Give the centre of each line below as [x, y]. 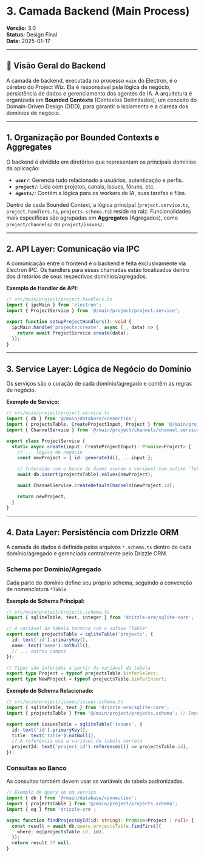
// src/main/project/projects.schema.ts [58, 612]
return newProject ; [42, 496]
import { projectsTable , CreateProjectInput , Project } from [85, 424]
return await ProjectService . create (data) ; [73, 333]
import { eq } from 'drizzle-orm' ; [51, 809]
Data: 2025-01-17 [28, 41]
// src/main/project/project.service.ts [58, 413]
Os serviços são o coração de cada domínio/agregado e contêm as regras [99, 384]
